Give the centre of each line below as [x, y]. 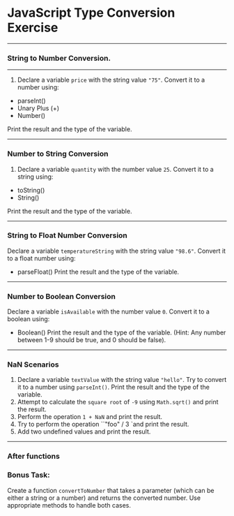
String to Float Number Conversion [67, 235]
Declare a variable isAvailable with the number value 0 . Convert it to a [109, 311]
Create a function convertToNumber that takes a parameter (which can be [111, 490]
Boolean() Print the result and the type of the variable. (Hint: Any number [122, 332]
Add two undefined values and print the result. [84, 432]
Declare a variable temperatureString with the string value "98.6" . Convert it [117, 251]
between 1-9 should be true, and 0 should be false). [92, 340]
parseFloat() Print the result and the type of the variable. [98, 272]
